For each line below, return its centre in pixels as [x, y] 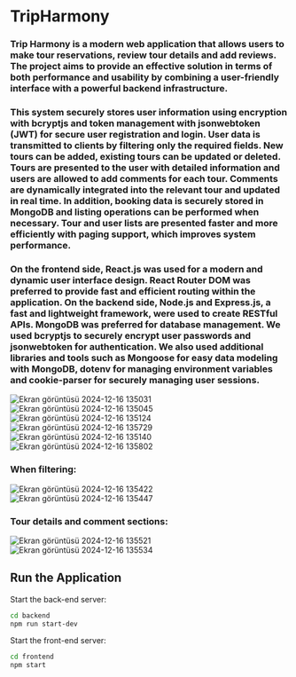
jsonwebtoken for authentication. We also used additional [137, 346]
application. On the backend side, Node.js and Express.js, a [140, 302]
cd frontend [32, 657]
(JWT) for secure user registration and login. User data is [135, 135]
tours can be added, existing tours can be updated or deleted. [146, 157]
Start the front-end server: [58, 641]
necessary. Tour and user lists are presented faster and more [144, 224]
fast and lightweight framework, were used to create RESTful [144, 313]
